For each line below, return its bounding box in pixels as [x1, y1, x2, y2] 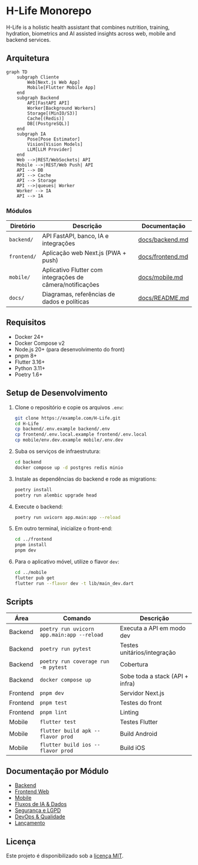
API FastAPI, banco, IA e [42, 232, 109, 240]
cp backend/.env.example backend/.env [14, 426, 110, 432]
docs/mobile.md [138, 273, 183, 282]
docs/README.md [138, 294, 189, 302]
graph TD [6, 69, 28, 75]
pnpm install [14, 542, 47, 548]
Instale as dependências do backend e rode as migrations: [14, 475, 157, 482]
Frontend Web [14, 788, 49, 795]
